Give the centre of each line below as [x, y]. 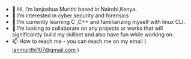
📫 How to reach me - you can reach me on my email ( [79, 41]
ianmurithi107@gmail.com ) [45, 50]
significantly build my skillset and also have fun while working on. [93, 35]
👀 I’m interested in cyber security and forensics [70, 15]
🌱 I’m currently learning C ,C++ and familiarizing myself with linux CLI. [99, 22]
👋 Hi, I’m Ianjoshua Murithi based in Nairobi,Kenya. [74, 9]
